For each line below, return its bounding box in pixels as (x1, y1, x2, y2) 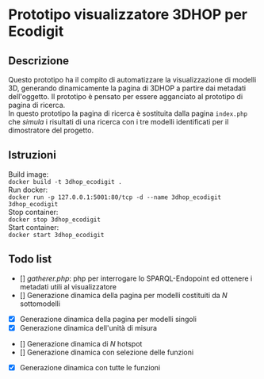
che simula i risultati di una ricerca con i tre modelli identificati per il (8, 117, 229, 126)
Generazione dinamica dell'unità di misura (19, 323, 157, 332)
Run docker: (8, 185, 48, 194)
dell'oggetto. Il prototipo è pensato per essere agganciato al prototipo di (8, 92, 243, 101)
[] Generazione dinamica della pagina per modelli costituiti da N (19, 290, 228, 300)
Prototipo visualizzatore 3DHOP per (8, 6, 248, 24)
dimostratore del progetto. (8, 125, 94, 135)
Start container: (8, 222, 59, 232)
